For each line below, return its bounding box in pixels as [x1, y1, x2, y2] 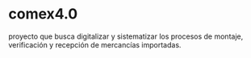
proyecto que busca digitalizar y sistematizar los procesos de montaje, [8, 31, 244, 41]
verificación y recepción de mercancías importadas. [8, 39, 182, 49]
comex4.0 [8, 5, 78, 23]
